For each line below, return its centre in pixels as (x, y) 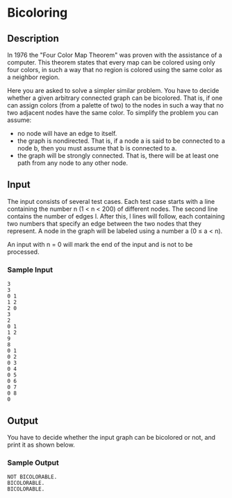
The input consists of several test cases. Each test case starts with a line (111, 201)
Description (33, 38)
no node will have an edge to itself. (67, 134)
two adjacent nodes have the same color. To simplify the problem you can (113, 113)
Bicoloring (38, 13)
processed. (23, 252)
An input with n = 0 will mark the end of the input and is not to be (100, 244)
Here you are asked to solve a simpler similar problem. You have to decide (113, 91)
